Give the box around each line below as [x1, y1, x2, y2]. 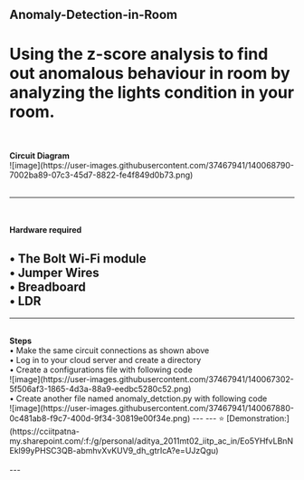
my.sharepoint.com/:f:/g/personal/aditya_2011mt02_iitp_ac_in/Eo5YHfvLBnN [9, 436, 294, 446]
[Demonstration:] [225, 413, 290, 424]
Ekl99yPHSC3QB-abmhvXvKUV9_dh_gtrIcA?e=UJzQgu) [9, 446, 219, 456]
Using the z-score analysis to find [9, 43, 269, 64]
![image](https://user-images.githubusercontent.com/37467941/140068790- [9, 160, 295, 171]
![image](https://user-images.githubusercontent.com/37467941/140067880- [9, 403, 294, 414]
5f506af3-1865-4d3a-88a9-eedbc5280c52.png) [9, 384, 192, 395]
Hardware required [9, 225, 82, 235]
